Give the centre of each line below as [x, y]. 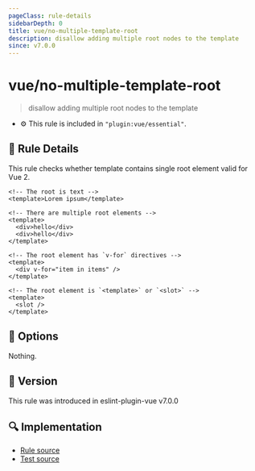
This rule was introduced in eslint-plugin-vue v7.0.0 [93, 401]
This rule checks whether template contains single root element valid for [128, 168]
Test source [40, 459]
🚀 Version [33, 381]
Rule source [40, 450]
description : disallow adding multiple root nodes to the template [124, 38]
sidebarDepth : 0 [35, 23]
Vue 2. [19, 177]
